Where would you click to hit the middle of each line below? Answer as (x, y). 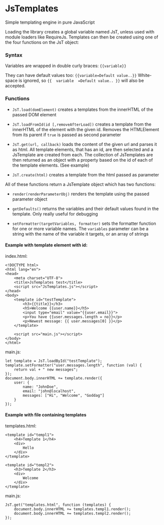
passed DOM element (34, 114)
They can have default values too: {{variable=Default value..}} (71, 75)
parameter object (30, 199)
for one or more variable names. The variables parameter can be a (80, 228)
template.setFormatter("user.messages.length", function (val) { (73, 365)
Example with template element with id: (46, 245)
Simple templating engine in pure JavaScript (50, 22)
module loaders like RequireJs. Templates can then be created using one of (82, 37)
